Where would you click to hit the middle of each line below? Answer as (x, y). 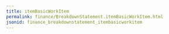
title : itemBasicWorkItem (37, 11)
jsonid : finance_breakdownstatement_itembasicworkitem (74, 22)
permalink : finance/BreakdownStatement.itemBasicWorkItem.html (85, 17)
